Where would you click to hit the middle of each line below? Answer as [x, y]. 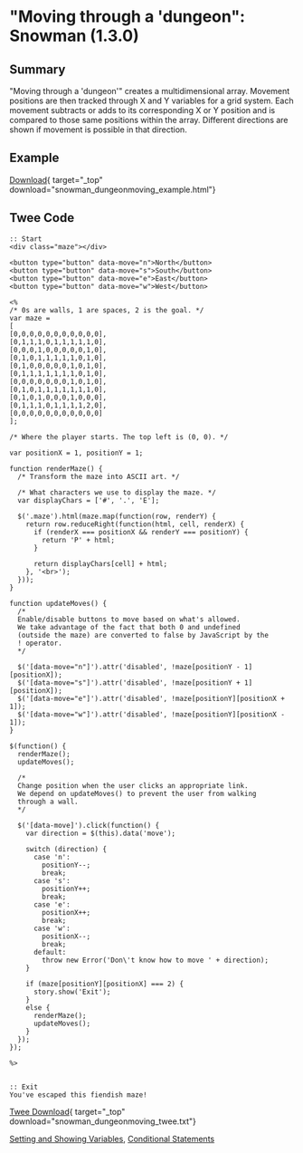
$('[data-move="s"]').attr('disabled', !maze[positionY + [129, 682]
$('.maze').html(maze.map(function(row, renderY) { [117, 516]
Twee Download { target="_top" [67, 1111]
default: [50, 952]
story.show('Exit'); [72, 992]
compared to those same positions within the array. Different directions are [149, 120]
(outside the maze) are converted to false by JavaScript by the [143, 635]
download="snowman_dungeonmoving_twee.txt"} [103, 1121]
